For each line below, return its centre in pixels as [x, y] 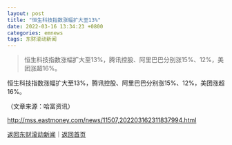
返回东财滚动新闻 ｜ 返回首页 [47, 135]
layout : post [26, 13]
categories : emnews [35, 33]
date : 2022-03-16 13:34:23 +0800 [55, 26]
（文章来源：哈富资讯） [40, 106]
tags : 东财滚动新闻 [32, 39]
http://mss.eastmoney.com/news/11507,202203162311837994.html [102, 120]
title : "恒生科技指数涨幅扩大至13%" [54, 20]
